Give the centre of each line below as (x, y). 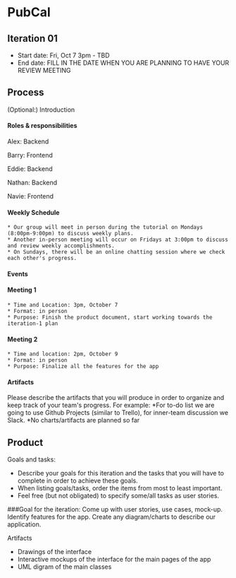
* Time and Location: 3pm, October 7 (63, 305)
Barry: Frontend (30, 155)
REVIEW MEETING (44, 70)
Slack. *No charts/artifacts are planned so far (74, 420)
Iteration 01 (33, 39)
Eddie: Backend (30, 169)
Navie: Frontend (31, 196)
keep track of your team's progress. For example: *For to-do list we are (111, 405)
